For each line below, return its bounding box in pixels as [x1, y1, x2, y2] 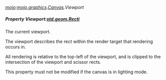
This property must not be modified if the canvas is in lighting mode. [5, 68, 148, 75]
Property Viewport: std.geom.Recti [5, 16, 80, 22]
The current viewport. [5, 28, 51, 34]
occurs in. [5, 44, 26, 50]
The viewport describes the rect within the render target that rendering [5, 38, 153, 45]
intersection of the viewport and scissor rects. [5, 59, 101, 65]
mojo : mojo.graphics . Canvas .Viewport [5, 5, 85, 10]
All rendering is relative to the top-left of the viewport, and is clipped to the [5, 53, 161, 60]
